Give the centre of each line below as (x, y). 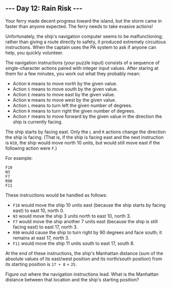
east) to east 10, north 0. (38, 210)
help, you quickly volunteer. (34, 52)
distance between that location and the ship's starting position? (72, 279)
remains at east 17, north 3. (41, 238)
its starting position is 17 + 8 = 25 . (41, 264)
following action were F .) (31, 148)
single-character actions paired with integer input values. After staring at (82, 68)
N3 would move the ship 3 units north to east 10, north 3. (72, 216)
